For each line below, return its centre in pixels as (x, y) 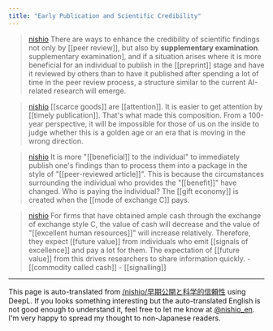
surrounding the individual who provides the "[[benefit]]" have (132, 183)
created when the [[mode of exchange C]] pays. (109, 200)
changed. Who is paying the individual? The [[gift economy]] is (133, 191)
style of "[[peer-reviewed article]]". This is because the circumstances (146, 174)
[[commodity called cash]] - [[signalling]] (97, 267)
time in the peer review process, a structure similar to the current (137, 82)
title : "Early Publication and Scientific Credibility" (105, 16)
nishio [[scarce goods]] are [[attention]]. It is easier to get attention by (145, 106)
